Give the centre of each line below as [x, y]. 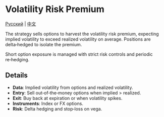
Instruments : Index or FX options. [48, 103]
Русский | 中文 [21, 24]
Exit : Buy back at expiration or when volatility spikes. [67, 98]
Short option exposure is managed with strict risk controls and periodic [79, 54]
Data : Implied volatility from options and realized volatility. [73, 87]
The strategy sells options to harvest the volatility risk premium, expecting [82, 34]
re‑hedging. [17, 59]
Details [16, 76]
